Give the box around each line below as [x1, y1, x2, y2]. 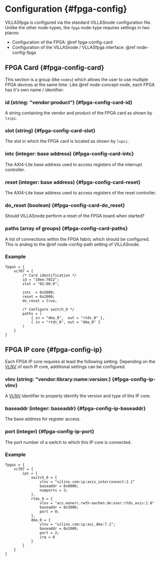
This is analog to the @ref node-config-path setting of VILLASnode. [5, 241, 140, 247]
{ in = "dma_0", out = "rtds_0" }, [30, 315, 105, 320]
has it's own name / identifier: [5, 86, 64, 93]
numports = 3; [39, 488, 68, 493]
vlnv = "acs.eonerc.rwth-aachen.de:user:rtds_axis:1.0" [39, 500, 155, 506]
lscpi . [5, 115, 17, 121]
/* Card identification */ [22, 273, 77, 278]
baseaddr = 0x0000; [39, 483, 79, 489]
